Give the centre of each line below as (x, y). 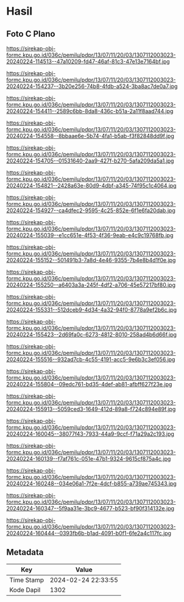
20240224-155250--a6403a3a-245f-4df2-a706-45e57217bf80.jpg (91, 285)
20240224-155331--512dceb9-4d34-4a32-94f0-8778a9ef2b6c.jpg (92, 310)
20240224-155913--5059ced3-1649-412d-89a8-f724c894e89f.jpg (91, 409)
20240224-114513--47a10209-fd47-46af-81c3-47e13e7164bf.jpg (88, 61)
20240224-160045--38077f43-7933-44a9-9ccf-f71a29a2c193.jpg (90, 434)
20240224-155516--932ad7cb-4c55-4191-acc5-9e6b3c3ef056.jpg (91, 359)
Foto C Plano (31, 34)
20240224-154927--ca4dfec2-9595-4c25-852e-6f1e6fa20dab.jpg (91, 210)
